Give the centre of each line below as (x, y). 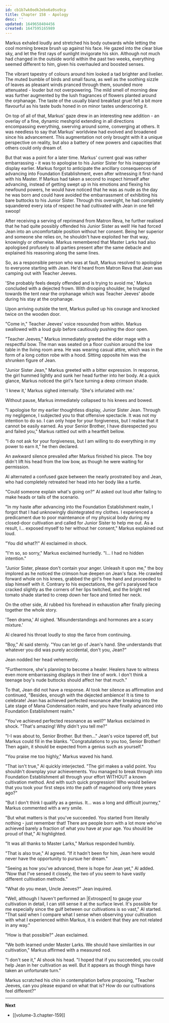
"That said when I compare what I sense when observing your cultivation (81, 915)
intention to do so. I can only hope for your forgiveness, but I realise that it (82, 421)
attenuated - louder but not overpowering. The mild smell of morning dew (81, 90)
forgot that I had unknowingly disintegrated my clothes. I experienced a (79, 512)
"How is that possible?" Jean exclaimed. (47, 935)
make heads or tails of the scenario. (42, 497)
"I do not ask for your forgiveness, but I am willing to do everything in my (80, 441)
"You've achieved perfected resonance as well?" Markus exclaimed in (77, 721)
